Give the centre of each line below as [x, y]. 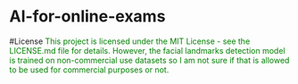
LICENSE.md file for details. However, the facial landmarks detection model [147, 50]
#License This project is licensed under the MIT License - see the [130, 41]
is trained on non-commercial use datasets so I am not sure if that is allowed [149, 60]
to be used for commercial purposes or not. [89, 70]
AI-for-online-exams [87, 17]
